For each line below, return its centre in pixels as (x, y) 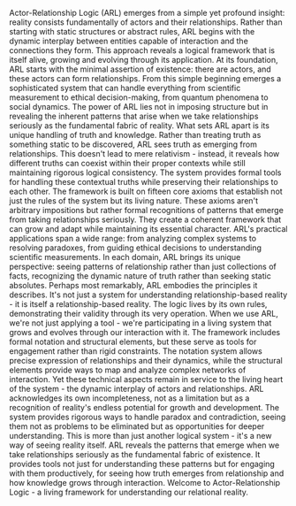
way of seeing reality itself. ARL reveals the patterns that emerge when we (144, 445)
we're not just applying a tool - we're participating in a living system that (140, 323)
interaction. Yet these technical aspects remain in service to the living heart (146, 379)
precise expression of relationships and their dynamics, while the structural (146, 360)
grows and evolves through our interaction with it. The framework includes (145, 332)
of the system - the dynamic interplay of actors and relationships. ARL (137, 389)
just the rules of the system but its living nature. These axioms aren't (134, 201)
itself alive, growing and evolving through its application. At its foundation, (144, 60)
